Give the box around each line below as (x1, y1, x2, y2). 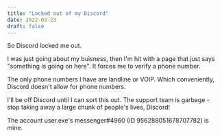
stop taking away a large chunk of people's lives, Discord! (7, 103, 171, 112)
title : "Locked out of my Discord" (7, 10, 109, 17)
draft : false (7, 23, 45, 29)
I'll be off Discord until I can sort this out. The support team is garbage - (7, 96, 210, 104)
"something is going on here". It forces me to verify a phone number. (7, 62, 201, 71)
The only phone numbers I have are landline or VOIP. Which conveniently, (7, 75, 214, 84)
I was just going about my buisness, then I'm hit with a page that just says (7, 55, 215, 63)
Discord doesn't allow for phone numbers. (7, 83, 126, 91)
